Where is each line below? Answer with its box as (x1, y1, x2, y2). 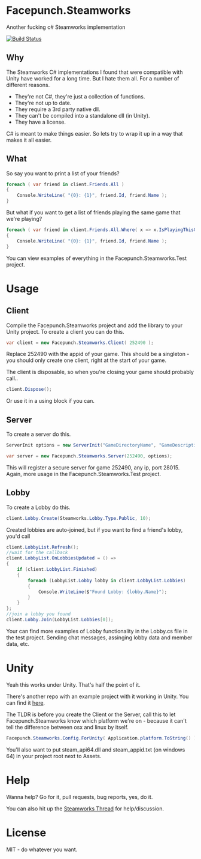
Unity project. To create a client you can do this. (6, 328, 124, 335)
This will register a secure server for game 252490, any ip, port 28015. (6, 463, 180, 471)
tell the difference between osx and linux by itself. (6, 723, 129, 731)
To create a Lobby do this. (6, 504, 71, 511)
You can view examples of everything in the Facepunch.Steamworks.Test (6, 255, 187, 262)
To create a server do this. (6, 430, 71, 438)
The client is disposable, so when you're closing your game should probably (6, 369, 194, 376)
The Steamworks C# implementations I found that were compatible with (6, 68, 183, 76)
